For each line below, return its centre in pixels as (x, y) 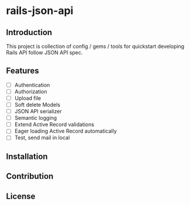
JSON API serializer (38, 112)
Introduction (29, 32)
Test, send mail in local (42, 138)
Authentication (32, 85)
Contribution (30, 176)
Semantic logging (36, 118)
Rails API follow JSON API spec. (44, 53)
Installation (27, 156)
